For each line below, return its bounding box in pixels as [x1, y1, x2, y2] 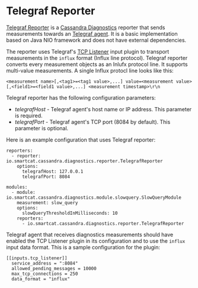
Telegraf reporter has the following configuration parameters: [6, 94, 156, 101]
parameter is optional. [14, 124, 69, 132]
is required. [14, 112, 43, 119]
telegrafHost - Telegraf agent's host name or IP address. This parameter [14, 105, 192, 112]
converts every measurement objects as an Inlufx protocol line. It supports [6, 61, 188, 68]
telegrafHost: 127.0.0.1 [21, 168, 84, 174]
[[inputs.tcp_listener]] [6, 255, 68, 261]
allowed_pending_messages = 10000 [11, 265, 97, 271]
